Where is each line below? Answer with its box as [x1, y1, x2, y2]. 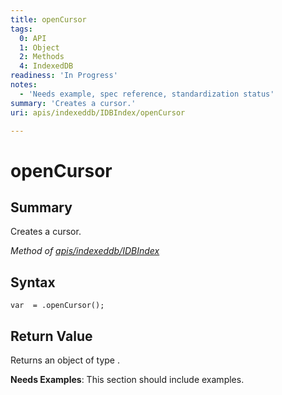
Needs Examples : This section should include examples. [10, 374, 245, 385]
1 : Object [19, 42, 60, 53]
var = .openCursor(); [10, 301, 105, 311]
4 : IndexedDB [19, 61, 74, 71]
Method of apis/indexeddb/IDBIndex [10, 245, 160, 257]
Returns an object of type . [10, 354, 120, 366]
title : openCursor [10, 14, 87, 25]
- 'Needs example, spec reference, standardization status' [19, 89, 275, 99]
